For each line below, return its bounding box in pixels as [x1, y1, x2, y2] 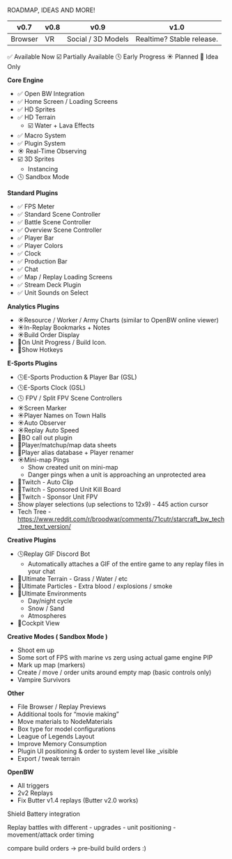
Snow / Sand [27, 604, 65, 612]
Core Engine [7, 76, 44, 84]
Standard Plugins [7, 189, 59, 197]
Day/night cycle [27, 597, 73, 605]
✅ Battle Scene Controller [17, 218, 91, 226]
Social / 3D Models [67, 34, 129, 44]
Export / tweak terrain [17, 754, 80, 762]
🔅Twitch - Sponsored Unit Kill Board [17, 486, 121, 493]
